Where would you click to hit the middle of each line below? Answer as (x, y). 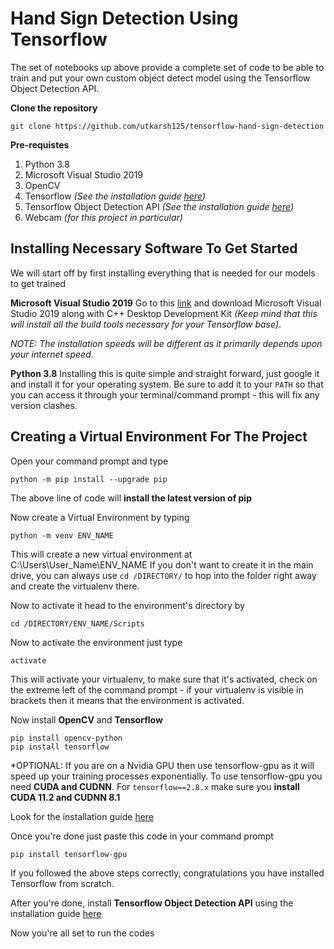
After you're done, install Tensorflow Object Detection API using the (152, 903)
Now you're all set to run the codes (82, 933)
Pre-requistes (40, 144)
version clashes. (44, 405)
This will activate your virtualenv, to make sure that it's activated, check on (164, 679)
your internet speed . (52, 354)
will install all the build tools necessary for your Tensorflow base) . (146, 324)
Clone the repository (54, 108)
